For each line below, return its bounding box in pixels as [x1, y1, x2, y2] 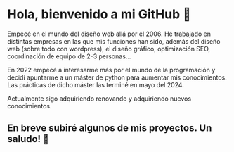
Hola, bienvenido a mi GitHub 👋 [7, 6, 191, 23]
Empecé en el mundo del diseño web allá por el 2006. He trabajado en [7, 30, 212, 38]
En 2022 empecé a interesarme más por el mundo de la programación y [7, 65, 216, 74]
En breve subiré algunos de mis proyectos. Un [7, 122, 212, 134]
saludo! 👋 [7, 133, 49, 145]
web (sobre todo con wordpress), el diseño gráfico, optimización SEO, [7, 44, 211, 53]
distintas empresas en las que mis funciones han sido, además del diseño [7, 37, 221, 45]
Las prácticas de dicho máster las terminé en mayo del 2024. [7, 80, 184, 89]
